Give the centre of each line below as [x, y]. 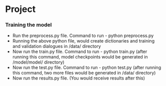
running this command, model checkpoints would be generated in [80, 57]
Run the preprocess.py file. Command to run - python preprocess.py [83, 35]
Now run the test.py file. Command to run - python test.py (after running [87, 67]
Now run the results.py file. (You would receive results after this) [78, 78]
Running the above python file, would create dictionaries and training [83, 41]
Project [20, 9]
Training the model [28, 25]
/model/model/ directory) [38, 62]
